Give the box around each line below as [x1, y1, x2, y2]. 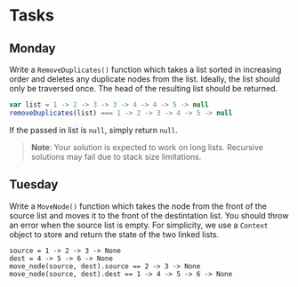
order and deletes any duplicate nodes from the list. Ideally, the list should [9, 74, 280, 84]
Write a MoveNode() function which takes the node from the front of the [9, 201, 268, 211]
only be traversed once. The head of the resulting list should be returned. [9, 84, 278, 93]
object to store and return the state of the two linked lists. [9, 228, 220, 240]
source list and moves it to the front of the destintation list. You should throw [9, 210, 289, 220]
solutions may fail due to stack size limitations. [30, 151, 202, 162]
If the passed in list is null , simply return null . [9, 124, 178, 135]
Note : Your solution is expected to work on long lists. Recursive [30, 141, 264, 152]
